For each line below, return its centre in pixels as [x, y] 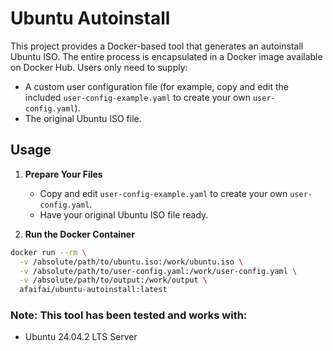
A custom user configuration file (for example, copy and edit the [156, 86]
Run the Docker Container [79, 234]
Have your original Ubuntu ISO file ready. [124, 214]
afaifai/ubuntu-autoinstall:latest [93, 290]
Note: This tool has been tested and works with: [129, 315]
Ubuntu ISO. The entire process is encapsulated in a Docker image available [166, 56]
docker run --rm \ [48, 252]
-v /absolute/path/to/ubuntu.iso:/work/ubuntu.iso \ [131, 262]
